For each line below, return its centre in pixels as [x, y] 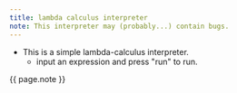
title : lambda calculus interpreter [79, 18]
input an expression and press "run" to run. [117, 61]
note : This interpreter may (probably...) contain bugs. [119, 26]
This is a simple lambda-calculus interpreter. [105, 51]
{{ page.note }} [38, 79]
